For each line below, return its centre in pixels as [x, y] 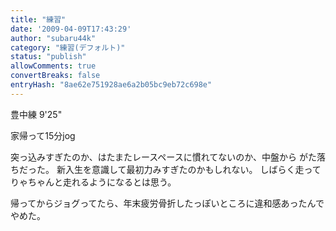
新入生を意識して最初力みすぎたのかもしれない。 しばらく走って [189, 169]
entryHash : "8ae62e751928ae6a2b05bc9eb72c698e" [111, 85]
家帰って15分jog [43, 135]
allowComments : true [53, 66]
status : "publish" [48, 57]
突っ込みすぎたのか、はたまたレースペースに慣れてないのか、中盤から [153, 157]
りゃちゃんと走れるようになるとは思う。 [93, 182]
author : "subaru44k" [53, 38]
